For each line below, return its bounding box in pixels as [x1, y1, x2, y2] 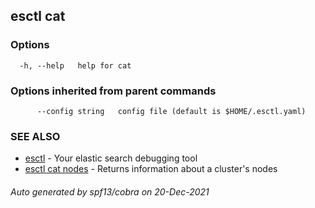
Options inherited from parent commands [10, 84, 217, 98]
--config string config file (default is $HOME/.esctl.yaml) [36, 106, 307, 116]
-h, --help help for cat [19, 60, 132, 71]
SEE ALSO [10, 129, 61, 143]
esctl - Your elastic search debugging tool [24, 152, 198, 164]
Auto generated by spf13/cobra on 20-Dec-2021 [10, 185, 210, 198]
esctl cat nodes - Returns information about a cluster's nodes [24, 163, 278, 175]
